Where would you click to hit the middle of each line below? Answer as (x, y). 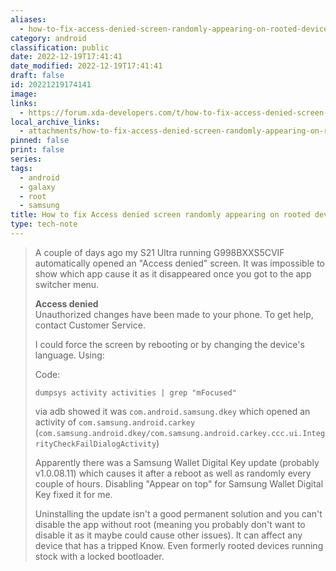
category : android (48, 38)
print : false (37, 150)
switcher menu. (67, 284)
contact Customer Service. (90, 325)
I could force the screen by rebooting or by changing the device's (169, 344)
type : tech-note (44, 224)
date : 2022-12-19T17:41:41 (66, 57)
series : (26, 159)
